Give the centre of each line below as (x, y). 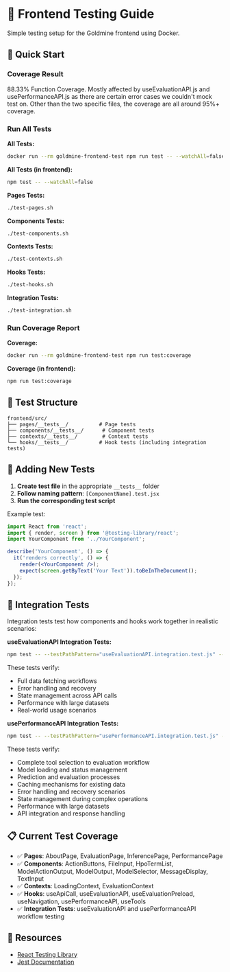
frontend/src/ (27, 418)
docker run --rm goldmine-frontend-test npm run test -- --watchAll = (108, 156)
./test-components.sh (38, 233)
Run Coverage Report (43, 327)
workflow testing (41, 916)
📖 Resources (35, 938)
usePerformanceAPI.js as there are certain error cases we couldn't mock (110, 96)
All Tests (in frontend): (40, 169)
